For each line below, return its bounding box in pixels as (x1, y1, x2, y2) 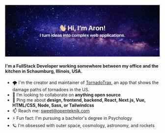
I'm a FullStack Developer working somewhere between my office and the (5, 63, 159, 69)
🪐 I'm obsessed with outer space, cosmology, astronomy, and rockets (12, 123, 155, 129)
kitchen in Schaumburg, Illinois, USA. (5, 68, 82, 74)
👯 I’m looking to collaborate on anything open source (12, 92, 121, 98)
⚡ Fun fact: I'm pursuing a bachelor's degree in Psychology (12, 115, 133, 121)
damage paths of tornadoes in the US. (12, 87, 90, 93)
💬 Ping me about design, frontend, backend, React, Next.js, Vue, (12, 97, 146, 103)
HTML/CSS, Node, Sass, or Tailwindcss (12, 103, 94, 108)
